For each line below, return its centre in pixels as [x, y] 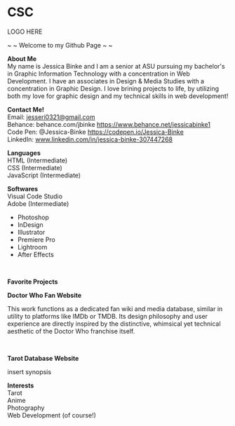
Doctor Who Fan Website [45, 295]
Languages [24, 153]
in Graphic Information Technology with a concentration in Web [99, 74]
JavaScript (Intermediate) [44, 175]
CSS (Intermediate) [35, 167]
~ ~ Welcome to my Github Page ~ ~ [60, 45]
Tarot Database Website [43, 358]
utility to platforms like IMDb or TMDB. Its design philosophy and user [108, 316]
